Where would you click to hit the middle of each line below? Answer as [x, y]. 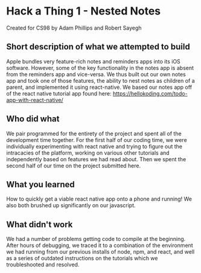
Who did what [33, 119]
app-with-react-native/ [35, 100]
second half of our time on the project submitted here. [74, 165]
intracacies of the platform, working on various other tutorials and [88, 153]
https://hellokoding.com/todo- [150, 93]
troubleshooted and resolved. [43, 265]
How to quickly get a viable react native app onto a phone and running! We [99, 199]
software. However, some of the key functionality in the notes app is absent [100, 68]
